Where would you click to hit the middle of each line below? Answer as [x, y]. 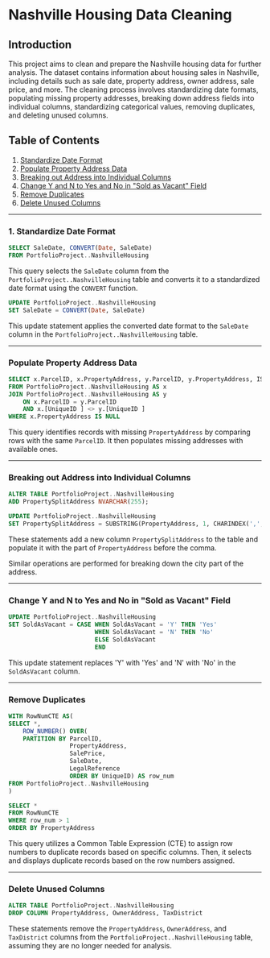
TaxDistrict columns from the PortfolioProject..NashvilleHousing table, [131, 937]
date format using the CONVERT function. [73, 288]
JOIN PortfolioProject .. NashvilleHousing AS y [88, 394]
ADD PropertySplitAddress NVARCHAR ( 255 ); [79, 502]
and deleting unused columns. [58, 115]
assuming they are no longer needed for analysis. [90, 946]
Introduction [40, 45]
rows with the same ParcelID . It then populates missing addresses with [126, 441]
